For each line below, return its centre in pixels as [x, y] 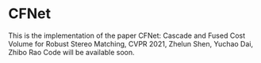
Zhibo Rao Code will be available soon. [71, 52]
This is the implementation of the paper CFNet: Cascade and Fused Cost [127, 35]
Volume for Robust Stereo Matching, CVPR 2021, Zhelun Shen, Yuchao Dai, [131, 43]
